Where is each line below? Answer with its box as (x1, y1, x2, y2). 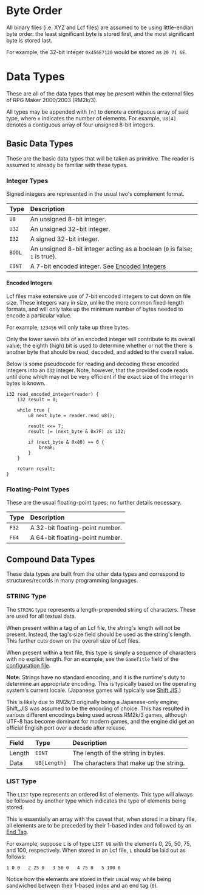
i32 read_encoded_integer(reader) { (6, 392, 99, 398)
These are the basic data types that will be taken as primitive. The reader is (6, 154, 194, 162)
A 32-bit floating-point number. (30, 524, 123, 532)
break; (38, 444, 56, 451)
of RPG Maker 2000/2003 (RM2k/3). (6, 96, 98, 103)
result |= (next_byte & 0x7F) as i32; (28, 429, 126, 435)
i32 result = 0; (17, 396, 59, 403)
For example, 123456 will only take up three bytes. (6, 323, 130, 331)
